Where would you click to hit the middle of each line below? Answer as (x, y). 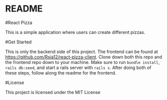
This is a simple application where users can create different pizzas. (75, 32)
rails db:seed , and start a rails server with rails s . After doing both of (78, 67)
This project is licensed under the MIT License (53, 92)
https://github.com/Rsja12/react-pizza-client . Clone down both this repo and (84, 57)
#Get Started (18, 42)
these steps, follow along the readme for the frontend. (61, 72)
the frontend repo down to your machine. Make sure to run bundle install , (82, 62)
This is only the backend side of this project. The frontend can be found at (82, 51)
